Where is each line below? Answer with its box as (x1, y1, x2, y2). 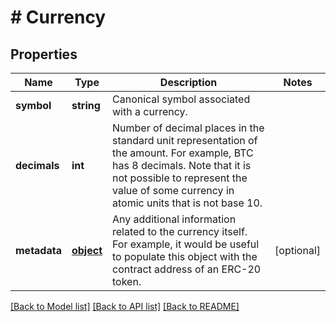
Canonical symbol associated (112, 92, 251, 106)
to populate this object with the (112, 250, 258, 263)
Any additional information (112, 212, 237, 226)
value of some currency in (112, 184, 235, 197)
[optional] (274, 244, 321, 257)
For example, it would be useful (112, 237, 260, 251)
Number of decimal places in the (112, 121, 265, 135)
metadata (15, 244, 62, 257)
